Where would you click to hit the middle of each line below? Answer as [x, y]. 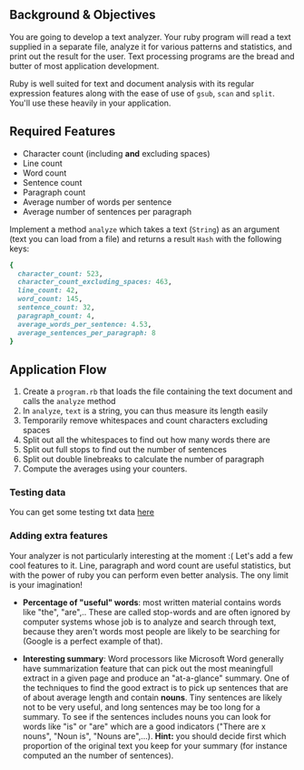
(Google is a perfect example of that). [93, 641]
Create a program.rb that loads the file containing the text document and [157, 391]
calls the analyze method [69, 401]
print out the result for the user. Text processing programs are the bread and [152, 56]
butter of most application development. [84, 66]
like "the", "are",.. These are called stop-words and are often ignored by [156, 612]
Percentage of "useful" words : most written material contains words [152, 602]
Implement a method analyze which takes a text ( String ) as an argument [145, 229]
